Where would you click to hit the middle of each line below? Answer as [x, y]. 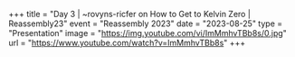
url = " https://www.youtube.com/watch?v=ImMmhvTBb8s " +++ [127, 43]
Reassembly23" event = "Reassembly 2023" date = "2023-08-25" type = [146, 24]
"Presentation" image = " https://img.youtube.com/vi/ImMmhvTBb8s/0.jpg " [147, 33]
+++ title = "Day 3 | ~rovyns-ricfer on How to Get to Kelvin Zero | [129, 14]
